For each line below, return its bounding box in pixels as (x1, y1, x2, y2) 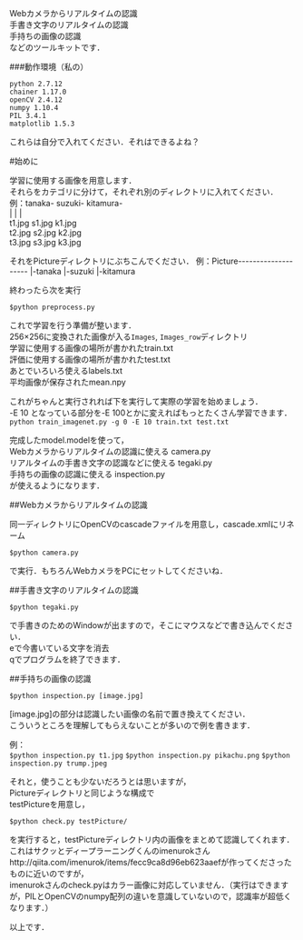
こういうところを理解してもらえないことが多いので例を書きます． (9, 720, 256, 730)
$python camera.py (9, 548, 79, 557)
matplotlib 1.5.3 (9, 119, 75, 128)
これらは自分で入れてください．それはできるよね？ (9, 136, 200, 147)
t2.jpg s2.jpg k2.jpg (9, 227, 82, 238)
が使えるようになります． (9, 480, 105, 491)
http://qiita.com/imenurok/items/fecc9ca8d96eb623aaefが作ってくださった (9, 857, 292, 867)
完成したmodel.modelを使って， (9, 435, 129, 445)
